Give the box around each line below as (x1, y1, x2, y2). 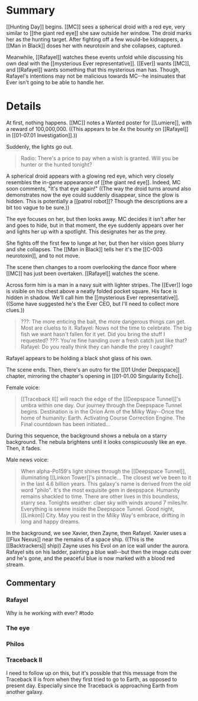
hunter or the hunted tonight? (20, 161, 93, 168)
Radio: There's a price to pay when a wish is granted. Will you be (20, 155, 179, 162)
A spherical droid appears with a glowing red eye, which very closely (6, 172, 174, 180)
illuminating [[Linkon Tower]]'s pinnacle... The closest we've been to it (20, 473, 191, 481)
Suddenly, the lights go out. (6, 143, 73, 150)
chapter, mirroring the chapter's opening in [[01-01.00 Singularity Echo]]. (6, 372, 183, 379)
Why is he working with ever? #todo (6, 609, 94, 616)
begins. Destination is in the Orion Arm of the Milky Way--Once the (20, 408, 184, 415)
